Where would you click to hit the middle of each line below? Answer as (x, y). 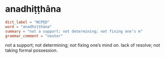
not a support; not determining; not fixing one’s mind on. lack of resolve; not (82, 45)
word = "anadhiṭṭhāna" (28, 27)
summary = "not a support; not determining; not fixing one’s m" (74, 31)
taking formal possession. (31, 51)
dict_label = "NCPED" (27, 22)
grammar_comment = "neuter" (34, 36)
